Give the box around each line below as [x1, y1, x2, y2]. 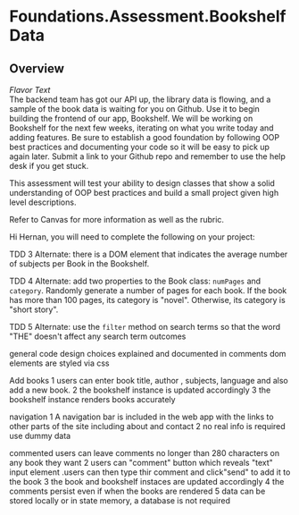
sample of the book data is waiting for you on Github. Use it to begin [9, 104, 261, 114]
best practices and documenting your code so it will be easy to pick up [9, 141, 270, 152]
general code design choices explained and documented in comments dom [9, 349, 287, 359]
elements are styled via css [9, 358, 110, 368]
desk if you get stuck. [9, 161, 89, 171]
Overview [9, 61, 65, 76]
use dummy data [9, 431, 71, 441]
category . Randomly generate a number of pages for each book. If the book [9, 285, 287, 296]
